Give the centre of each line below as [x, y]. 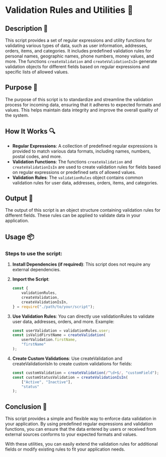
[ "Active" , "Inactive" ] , [47, 382]
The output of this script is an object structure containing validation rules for [83, 210]
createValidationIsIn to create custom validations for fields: [72, 363]
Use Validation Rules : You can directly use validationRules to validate [83, 316]
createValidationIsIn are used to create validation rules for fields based [86, 167]
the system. [17, 115]
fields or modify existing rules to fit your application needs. [65, 449]
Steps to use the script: [34, 253]
